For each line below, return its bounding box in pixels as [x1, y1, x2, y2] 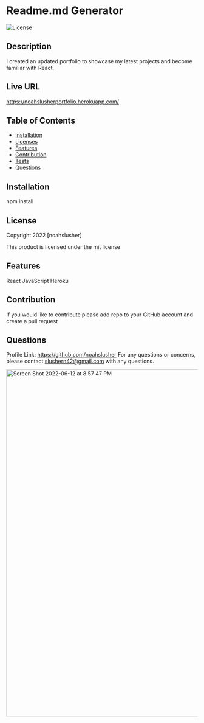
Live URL [6, 82, 41, 92]
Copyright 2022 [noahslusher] [6, 232, 82, 239]
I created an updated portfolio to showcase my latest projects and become [6, 57, 192, 65]
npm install [6, 198, 34, 205]
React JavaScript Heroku [6, 277, 69, 284]
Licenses [15, 138, 38, 145]
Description [6, 41, 52, 52]
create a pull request [6, 317, 58, 324]
